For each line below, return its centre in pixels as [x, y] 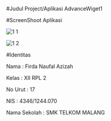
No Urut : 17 [21, 89]
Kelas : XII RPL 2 [26, 78]
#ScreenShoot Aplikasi [34, 20]
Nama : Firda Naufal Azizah [40, 66]
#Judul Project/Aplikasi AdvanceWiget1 [54, 9]
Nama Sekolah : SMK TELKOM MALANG [56, 112]
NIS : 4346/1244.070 [32, 101]
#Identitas [18, 55]
